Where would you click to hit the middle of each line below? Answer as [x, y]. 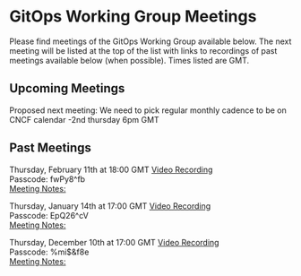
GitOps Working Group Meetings [133, 17]
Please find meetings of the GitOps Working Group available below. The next [150, 41]
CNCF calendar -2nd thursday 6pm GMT [84, 119]
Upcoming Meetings [67, 88]
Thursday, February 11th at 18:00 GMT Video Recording [111, 169]
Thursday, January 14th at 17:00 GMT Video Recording [110, 206]
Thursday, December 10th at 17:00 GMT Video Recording [114, 242]
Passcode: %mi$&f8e [49, 252]
